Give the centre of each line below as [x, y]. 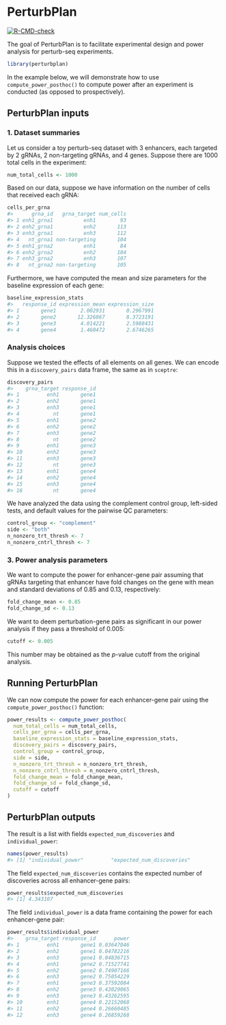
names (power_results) [38, 854]
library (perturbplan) [38, 64]
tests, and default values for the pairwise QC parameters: [88, 510]
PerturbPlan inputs [48, 113]
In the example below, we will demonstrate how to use [83, 77]
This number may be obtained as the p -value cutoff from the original [103, 654]
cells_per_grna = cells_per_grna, [62, 732]
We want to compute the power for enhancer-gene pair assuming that [105, 575]
